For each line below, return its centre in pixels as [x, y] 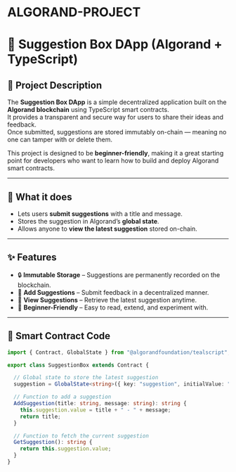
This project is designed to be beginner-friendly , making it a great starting [116, 153]
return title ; [40, 416]
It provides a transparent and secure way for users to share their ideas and [115, 117]
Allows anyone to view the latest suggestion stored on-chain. [107, 229]
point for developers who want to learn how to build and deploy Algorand [113, 161]
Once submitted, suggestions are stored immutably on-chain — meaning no [117, 132]
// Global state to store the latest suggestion [86, 378]
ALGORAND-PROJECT [74, 12]
